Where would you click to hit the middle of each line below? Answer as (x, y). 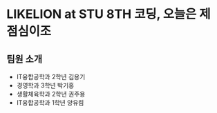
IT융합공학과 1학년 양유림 (50, 103)
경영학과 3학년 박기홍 (45, 85)
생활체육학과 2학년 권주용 (51, 94)
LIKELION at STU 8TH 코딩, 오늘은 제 (108, 14)
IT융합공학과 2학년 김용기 (51, 77)
